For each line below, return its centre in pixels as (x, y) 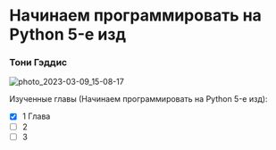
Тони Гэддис (38, 62)
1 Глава (36, 116)
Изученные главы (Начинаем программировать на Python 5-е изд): (138, 99)
